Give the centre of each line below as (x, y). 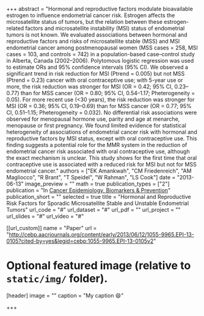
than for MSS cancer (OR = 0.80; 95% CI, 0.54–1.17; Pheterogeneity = (108, 93)
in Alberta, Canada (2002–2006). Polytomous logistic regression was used (100, 61)
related (15, 28)
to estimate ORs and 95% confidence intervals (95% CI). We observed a (97, 67)
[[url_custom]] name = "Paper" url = (52, 228)
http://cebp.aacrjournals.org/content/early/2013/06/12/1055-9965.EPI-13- (101, 235)
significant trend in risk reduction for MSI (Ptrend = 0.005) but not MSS (96, 74)
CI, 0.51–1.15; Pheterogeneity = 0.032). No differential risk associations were (102, 113)
